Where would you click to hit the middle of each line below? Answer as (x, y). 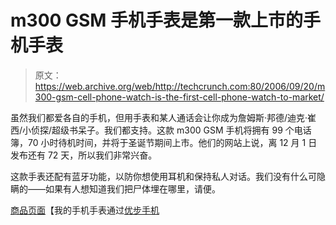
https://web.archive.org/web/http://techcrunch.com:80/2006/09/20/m (180, 86)
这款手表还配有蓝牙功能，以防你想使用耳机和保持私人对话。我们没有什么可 (163, 176)
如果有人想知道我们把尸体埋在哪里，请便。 (132, 188)
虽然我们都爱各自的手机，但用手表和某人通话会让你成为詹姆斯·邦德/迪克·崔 (163, 117)
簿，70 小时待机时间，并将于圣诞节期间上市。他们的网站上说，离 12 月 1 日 (164, 142)
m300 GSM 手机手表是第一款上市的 (157, 20)
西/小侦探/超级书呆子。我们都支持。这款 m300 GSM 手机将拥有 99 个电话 (161, 130)
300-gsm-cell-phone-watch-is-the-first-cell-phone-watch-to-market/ (179, 97)
